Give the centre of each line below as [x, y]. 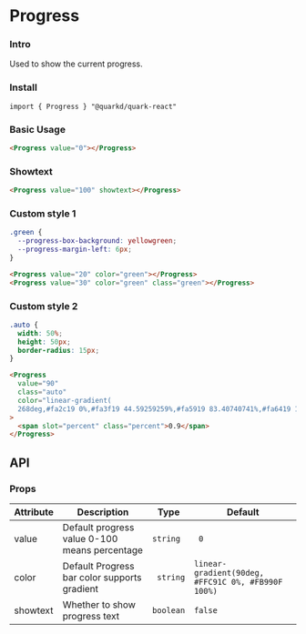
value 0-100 [90, 539]
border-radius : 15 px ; [59, 350]
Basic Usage [38, 129]
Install [24, 87]
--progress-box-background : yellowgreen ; [97, 241]
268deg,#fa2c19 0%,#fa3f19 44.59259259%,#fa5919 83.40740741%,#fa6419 [154, 409]
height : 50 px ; [44, 342]
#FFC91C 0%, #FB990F [239, 582]
